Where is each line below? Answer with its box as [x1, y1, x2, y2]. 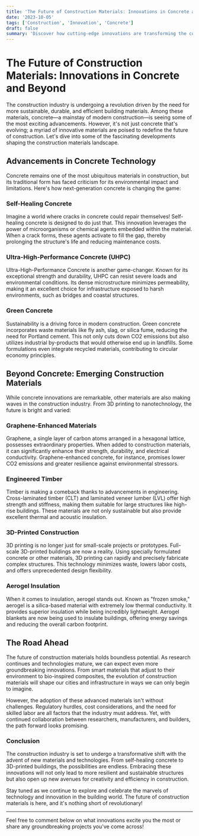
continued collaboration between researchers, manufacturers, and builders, [6, 715, 191, 723]
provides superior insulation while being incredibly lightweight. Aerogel [6, 608, 179, 615]
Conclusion [6, 737, 40, 745]
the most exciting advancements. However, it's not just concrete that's [6, 120, 178, 128]
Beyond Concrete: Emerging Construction [6, 369, 164, 379]
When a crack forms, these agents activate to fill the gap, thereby [6, 232, 166, 239]
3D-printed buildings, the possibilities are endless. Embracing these [6, 762, 172, 769]
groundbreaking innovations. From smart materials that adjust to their [6, 666, 175, 673]
